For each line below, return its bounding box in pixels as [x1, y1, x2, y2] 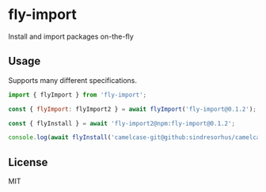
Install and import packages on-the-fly [8, 32, 135, 41]
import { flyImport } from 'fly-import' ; [8, 91, 147, 99]
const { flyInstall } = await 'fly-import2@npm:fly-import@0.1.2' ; [8, 119, 236, 127]
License [8, 156, 48, 169]
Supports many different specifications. [8, 75, 137, 85]
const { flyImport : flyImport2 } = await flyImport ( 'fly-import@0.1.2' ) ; [8, 105, 257, 113]
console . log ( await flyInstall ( [8, 134, 112, 141]
